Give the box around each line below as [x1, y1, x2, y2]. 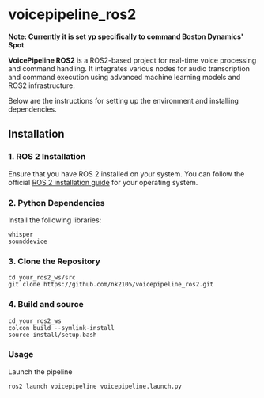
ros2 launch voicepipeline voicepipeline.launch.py [8, 382, 182, 390]
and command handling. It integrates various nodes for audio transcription [8, 63, 251, 73]
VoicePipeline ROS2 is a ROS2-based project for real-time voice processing [8, 55, 257, 65]
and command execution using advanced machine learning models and [8, 72, 241, 81]
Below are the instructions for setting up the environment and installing [8, 96, 239, 105]
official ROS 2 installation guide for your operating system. [8, 177, 198, 187]
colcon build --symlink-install [8, 324, 115, 332]
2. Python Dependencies [8, 197, 105, 208]
